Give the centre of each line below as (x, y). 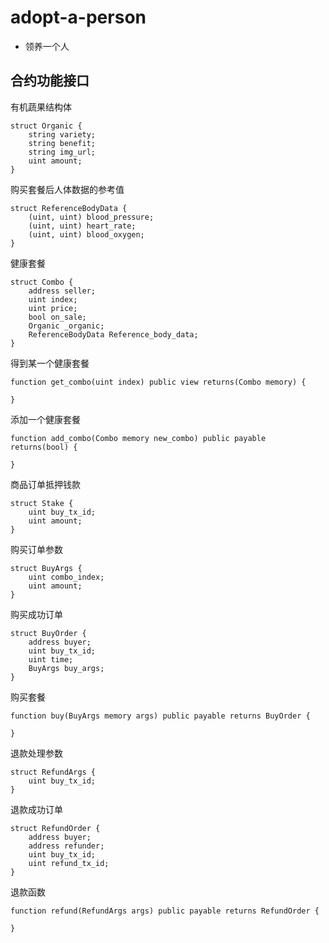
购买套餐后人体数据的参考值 (67, 189)
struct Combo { (42, 282)
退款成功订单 (36, 809)
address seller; (62, 291)
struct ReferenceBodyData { (69, 208)
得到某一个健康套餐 (50, 363)
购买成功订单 (36, 614)
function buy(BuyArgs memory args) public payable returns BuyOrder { (160, 716)
